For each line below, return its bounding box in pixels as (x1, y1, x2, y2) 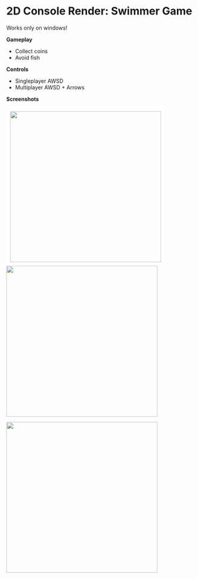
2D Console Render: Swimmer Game (6, 4, 193, 18)
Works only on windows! (6, 24, 68, 31)
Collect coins (14, 47, 48, 55)
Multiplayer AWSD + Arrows (14, 83, 85, 91)
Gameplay (6, 36, 33, 43)
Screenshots (6, 95, 39, 103)
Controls (6, 65, 29, 73)
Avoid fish (14, 54, 40, 61)
